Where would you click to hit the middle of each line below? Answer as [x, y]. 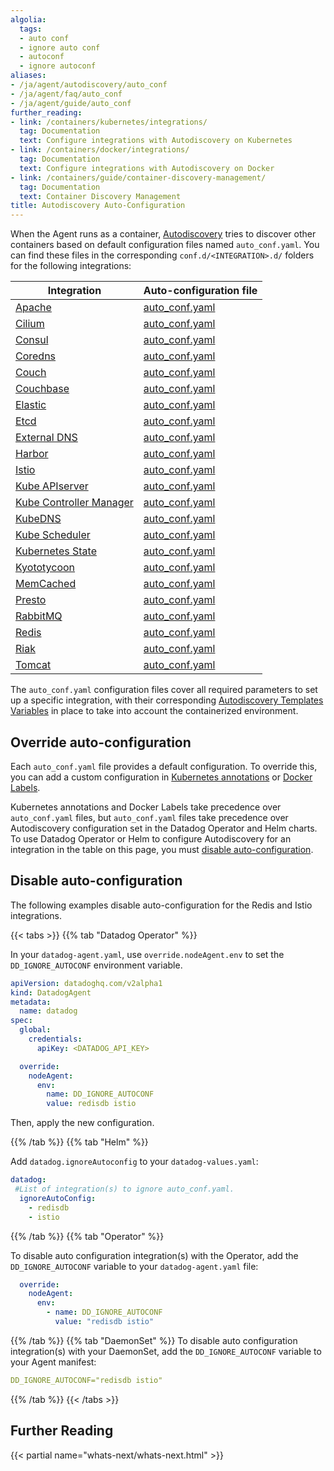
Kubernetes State [56, 551]
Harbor [32, 454]
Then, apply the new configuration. [82, 1123]
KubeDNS [38, 519]
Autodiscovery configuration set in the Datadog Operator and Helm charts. [164, 828]
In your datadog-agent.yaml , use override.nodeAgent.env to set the [147, 954]
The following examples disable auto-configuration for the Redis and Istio [161, 905]
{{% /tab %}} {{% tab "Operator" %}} [87, 1236]
